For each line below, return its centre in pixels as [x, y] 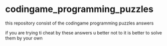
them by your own [24, 38]
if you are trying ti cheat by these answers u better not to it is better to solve [83, 32]
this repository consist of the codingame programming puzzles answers [79, 23]
